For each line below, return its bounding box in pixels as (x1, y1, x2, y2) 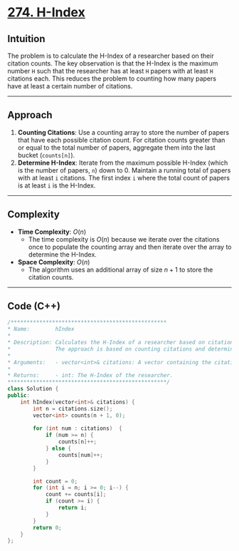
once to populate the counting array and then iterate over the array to (28, 242, 233, 251)
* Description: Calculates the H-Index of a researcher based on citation (7, 339, 234, 346)
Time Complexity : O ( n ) (17, 227, 87, 236)
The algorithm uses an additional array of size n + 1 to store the (28, 265, 213, 274)
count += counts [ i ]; (45, 491, 107, 498)
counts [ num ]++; (58, 451, 103, 458)
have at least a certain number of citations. (7, 82, 133, 90)
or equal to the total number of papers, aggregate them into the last (17, 143, 216, 152)
